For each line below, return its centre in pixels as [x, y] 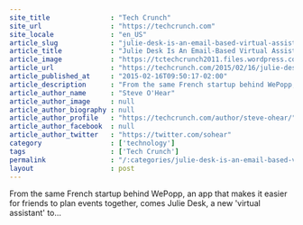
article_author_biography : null [72, 110]
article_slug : [62, 43]
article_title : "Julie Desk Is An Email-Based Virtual [139, 51]
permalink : [62, 160]
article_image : [62, 59]
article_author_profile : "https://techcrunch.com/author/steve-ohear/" [153, 118]
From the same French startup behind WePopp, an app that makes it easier [148, 193]
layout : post [72, 168]
